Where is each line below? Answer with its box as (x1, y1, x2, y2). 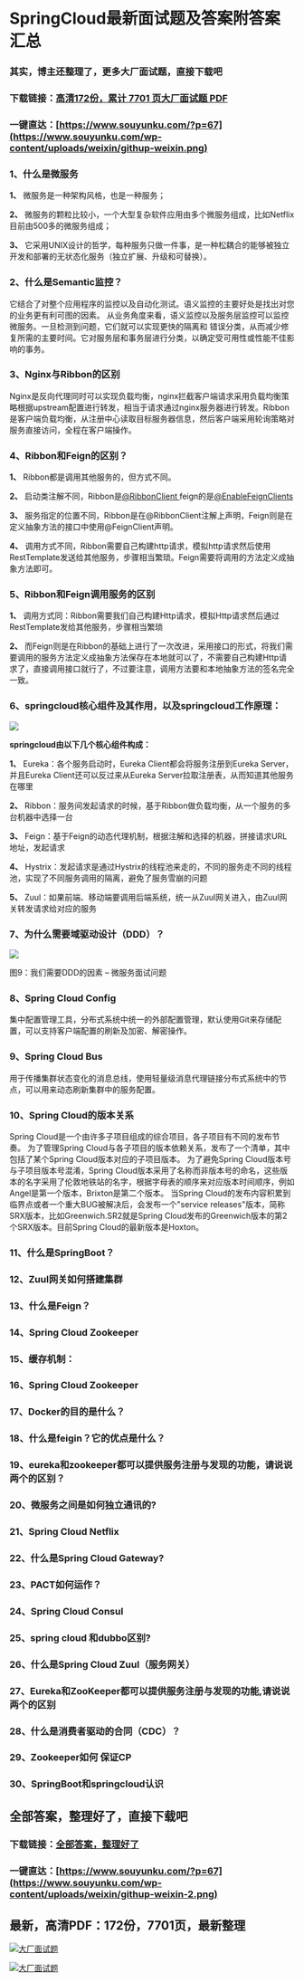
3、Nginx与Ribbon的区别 (9, 368, 120, 381)
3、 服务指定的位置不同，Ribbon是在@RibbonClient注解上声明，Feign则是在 (9, 510, 294, 521)
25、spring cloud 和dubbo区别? (9, 1631, 151, 1644)
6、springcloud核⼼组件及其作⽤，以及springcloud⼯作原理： (9, 700, 282, 712)
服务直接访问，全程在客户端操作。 (9, 424, 137, 435)
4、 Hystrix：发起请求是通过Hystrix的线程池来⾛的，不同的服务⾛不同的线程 (9, 861, 292, 872)
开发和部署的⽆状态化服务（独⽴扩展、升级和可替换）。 (9, 251, 212, 262)
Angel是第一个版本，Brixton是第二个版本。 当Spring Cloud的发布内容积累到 (9, 1187, 291, 1198)
